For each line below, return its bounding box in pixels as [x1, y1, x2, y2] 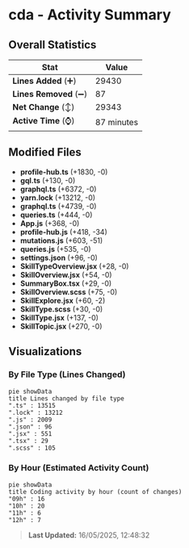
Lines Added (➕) [12, 75, 77, 86]
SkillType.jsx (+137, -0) [19, 312, 99, 322]
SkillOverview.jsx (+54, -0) [19, 270, 112, 279]
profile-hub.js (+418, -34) [19, 227, 107, 236]
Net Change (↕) [12, 102, 75, 112]
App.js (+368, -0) [19, 218, 80, 228]
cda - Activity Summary [8, 6, 171, 24]
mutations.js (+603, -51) [19, 236, 103, 245]
